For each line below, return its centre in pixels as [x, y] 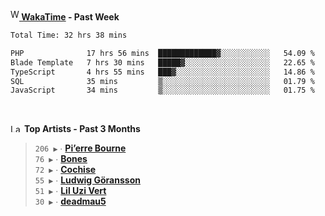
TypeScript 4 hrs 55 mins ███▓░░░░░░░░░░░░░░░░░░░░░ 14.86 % [162, 72]
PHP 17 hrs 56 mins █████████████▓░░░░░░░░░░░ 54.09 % [162, 53]
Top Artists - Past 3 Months [82, 129]
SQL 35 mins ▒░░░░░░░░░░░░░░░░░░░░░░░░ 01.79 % [162, 81]
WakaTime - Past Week [70, 17]
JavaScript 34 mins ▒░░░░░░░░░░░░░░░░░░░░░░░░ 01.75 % [162, 90]
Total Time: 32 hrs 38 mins [69, 35]
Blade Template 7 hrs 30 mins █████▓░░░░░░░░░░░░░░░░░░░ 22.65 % [162, 62]
